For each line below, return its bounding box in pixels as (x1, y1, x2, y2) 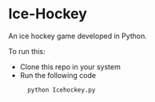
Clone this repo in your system (19, 61, 121, 72)
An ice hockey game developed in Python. (8, 31, 148, 41)
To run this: (8, 46, 46, 56)
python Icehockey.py (27, 85, 96, 94)
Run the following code (19, 70, 97, 80)
